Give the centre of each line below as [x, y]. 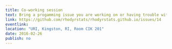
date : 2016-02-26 [24, 34]
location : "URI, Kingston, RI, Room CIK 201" [55, 29]
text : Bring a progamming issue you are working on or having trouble [82, 15]
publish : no [18, 39]
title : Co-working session [34, 10]
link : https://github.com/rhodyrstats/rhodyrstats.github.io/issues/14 [83, 19]
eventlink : [17, 24]
